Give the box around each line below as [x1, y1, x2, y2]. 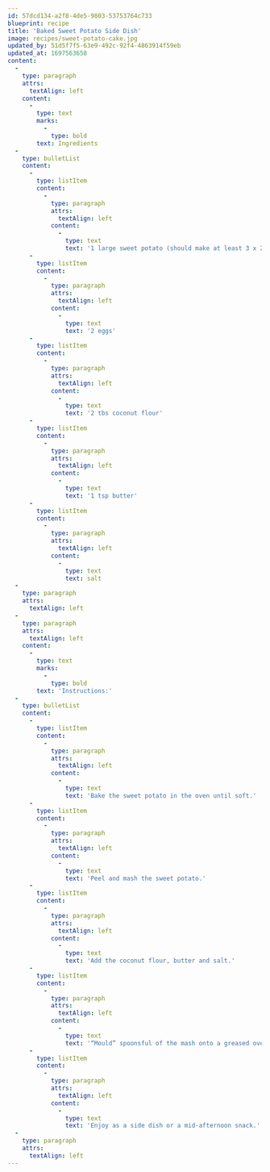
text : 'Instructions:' [36, 686, 113, 694]
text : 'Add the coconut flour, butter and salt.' [64, 957, 235, 965]
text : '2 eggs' [64, 327, 116, 335]
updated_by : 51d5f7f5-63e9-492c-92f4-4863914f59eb [7, 42, 181, 50]
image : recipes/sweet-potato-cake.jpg [7, 34, 138, 43]
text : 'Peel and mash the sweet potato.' [64, 874, 206, 882]
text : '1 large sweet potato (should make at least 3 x [64, 244, 257, 252]
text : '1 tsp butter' [64, 491, 138, 500]
